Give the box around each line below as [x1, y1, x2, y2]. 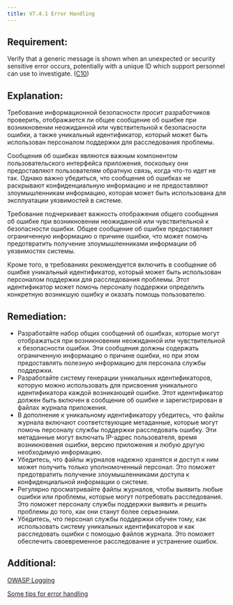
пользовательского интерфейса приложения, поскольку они [7, 159, 188, 168]
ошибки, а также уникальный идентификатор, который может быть [7, 131, 208, 139]
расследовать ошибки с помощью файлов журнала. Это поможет [17, 529, 215, 539]
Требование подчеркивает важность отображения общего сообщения [7, 210, 218, 218]
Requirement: [7, 36, 68, 48]
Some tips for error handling [7, 589, 89, 598]
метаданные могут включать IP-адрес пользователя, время [17, 433, 197, 441]
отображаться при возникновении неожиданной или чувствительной [17, 336, 225, 345]
